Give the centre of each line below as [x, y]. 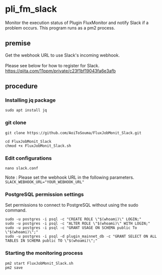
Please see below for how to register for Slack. [52, 65]
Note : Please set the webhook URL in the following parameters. [70, 177]
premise [18, 43]
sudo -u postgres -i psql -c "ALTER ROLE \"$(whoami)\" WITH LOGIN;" [78, 224]
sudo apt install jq [26, 110]
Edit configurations [28, 158]
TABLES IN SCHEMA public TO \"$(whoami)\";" [51, 241]
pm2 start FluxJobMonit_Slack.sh [39, 263]
